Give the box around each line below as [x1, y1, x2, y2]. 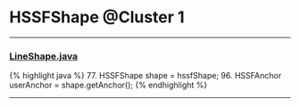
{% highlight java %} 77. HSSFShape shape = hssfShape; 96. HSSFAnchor [9, 70, 282, 81]
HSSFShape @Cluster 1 [9, 7, 185, 28]
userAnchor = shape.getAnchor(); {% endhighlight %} [9, 79, 208, 91]
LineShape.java [9, 50, 79, 62]
